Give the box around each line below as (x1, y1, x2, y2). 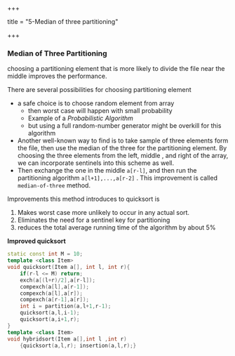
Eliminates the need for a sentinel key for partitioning (17, 216, 170, 225)
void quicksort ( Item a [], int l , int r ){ (7, 264, 130, 271)
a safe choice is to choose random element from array (17, 99, 175, 107)
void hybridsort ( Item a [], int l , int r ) (7, 335, 128, 343)
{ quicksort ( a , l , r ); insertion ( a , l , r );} (20, 342, 137, 349)
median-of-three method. (17, 181, 91, 190)
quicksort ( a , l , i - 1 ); (20, 310, 80, 317)
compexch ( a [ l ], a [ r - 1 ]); (20, 283, 90, 290)
